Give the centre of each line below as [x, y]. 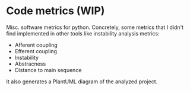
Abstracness [30, 64]
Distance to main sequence [48, 70]
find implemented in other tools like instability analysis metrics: [83, 33]
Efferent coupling [36, 51]
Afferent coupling [36, 45]
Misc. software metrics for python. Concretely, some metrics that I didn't [95, 27]
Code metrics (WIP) [56, 11]
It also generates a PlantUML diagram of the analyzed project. [82, 82]
